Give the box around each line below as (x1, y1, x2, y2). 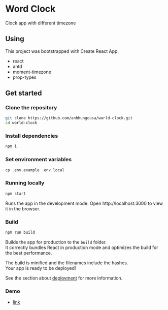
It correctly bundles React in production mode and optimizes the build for (5, 244, 158, 251)
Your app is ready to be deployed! (5, 265, 76, 271)
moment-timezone (12, 69, 52, 75)
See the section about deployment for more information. (5, 275, 123, 281)
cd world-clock (5, 120, 38, 126)
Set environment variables (5, 156, 72, 163)
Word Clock (5, 3, 56, 15)
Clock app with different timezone (5, 20, 76, 26)
